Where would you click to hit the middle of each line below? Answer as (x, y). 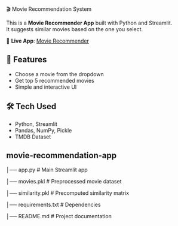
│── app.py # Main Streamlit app (47, 170)
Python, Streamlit (36, 124)
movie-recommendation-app (62, 156)
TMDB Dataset (33, 137)
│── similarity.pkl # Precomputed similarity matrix (68, 193)
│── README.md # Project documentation (59, 216)
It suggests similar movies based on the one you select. (75, 29)
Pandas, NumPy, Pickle (43, 130)
